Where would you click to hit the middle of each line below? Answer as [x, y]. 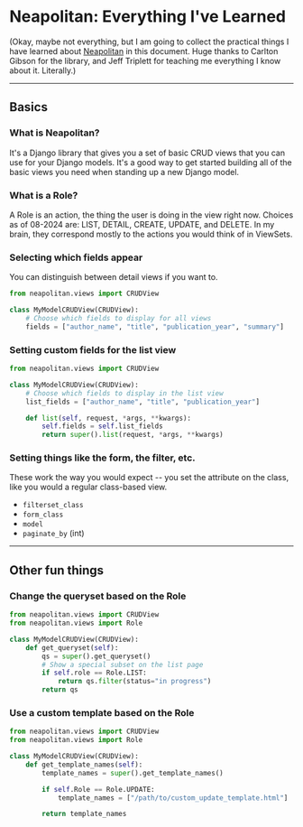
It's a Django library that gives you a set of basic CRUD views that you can [147, 153]
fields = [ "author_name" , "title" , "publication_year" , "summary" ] [155, 327]
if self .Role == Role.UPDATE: [98, 789]
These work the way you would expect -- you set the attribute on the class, [149, 478]
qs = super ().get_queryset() [96, 656]
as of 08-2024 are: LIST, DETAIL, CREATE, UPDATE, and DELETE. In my [142, 224]
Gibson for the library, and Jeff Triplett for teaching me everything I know [145, 60]
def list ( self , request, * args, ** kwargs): [109, 418]
